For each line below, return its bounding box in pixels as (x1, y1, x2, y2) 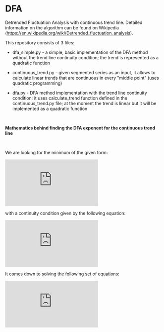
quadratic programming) (12, 80, 62, 86)
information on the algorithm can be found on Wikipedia (5, 24, 119, 30)
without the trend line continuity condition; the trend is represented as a (12, 54, 159, 60)
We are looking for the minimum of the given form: (5, 149, 108, 155)
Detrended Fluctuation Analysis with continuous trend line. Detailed (5, 19, 143, 25)
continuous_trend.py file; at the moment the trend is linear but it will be (12, 100, 157, 106)
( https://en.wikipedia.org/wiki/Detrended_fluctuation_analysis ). (5, 30, 133, 36)
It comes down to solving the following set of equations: (5, 271, 120, 277)
